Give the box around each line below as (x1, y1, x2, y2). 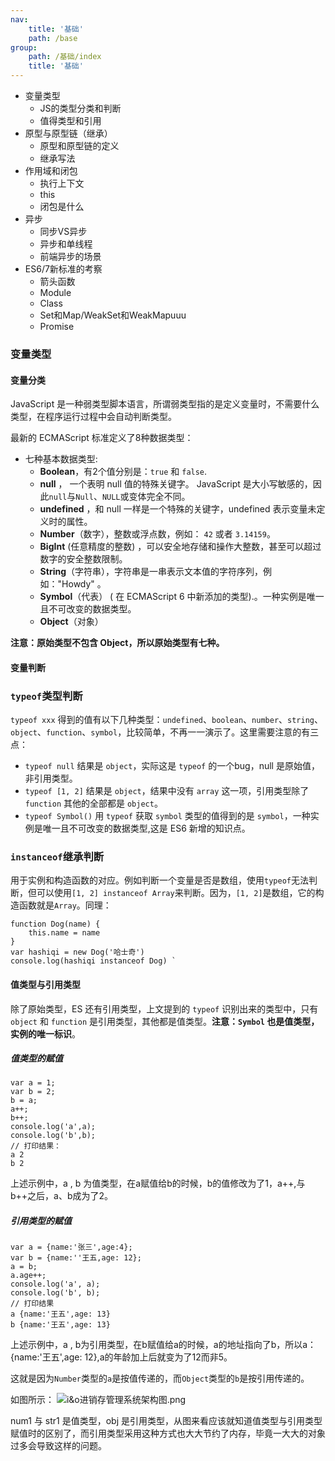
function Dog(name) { (10, 919, 101, 930)
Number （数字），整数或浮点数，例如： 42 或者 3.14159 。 (39, 528, 276, 540)
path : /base (28, 33, 78, 43)
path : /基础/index (28, 52, 102, 62)
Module (39, 287, 72, 298)
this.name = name (28, 928, 101, 938)
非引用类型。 (24, 772, 78, 785)
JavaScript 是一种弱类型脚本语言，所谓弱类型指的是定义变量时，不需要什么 (10, 398, 320, 410)
